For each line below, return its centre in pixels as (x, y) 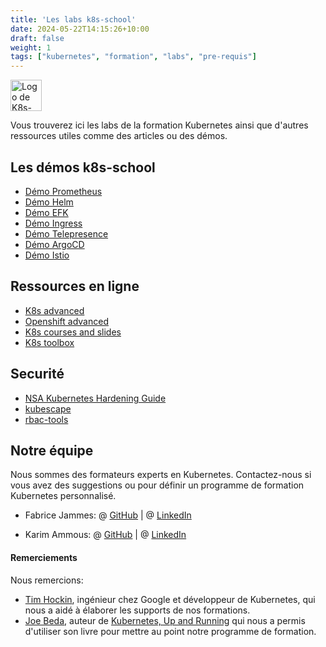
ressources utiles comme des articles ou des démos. (119, 136)
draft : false (37, 38)
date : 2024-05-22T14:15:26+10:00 (80, 29)
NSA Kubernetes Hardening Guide (95, 398)
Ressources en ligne (75, 286)
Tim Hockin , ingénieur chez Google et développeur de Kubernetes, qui (170, 599)
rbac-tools (46, 419)
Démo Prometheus (63, 191)
